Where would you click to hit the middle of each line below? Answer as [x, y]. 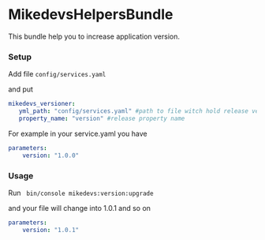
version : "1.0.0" [51, 156]
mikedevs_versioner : [42, 104]
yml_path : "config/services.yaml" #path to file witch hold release [133, 111]
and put [21, 89]
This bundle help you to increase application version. [94, 36]
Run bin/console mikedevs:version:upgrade [81, 193]
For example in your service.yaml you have [78, 133]
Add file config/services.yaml [57, 74]
